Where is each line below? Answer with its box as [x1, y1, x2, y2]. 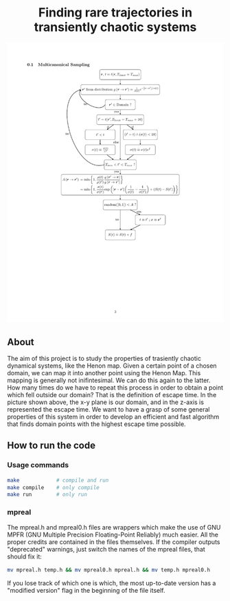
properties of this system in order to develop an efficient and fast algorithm [7, 413, 220, 421]
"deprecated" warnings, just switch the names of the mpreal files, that [7, 545, 206, 553]
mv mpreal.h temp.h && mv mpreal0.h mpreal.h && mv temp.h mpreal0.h [7, 566, 211, 574]
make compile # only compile [7, 484, 100, 491]
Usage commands [7, 460, 69, 470]
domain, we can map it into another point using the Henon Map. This [7, 369, 201, 377]
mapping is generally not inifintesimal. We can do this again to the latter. [7, 376, 211, 385]
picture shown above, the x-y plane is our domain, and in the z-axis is [7, 398, 205, 406]
